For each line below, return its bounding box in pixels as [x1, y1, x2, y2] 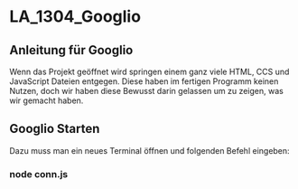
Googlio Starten [9, 121, 100, 137]
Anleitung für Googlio [9, 43, 134, 58]
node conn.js [9, 167, 69, 180]
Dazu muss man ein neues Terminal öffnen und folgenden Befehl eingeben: [9, 145, 291, 156]
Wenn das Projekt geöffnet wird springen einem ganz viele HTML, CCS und [9, 66, 290, 77]
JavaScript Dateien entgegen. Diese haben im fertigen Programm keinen [9, 76, 279, 87]
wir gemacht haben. [9, 95, 84, 106]
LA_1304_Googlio [9, 6, 142, 27]
